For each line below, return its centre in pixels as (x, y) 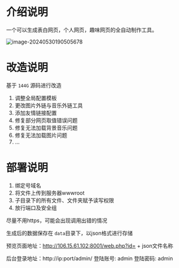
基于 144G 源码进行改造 (34, 85)
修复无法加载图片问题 (41, 135)
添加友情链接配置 (36, 113)
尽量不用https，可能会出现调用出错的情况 (57, 220)
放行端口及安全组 (36, 208)
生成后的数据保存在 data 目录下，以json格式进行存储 (70, 233)
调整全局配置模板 (36, 98)
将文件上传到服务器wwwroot (50, 193)
